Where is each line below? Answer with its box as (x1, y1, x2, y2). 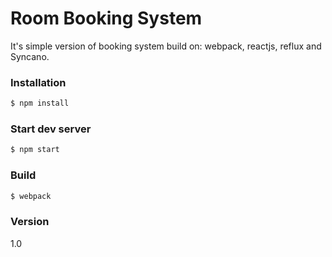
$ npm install (10, 98, 70, 109)
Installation (10, 75, 67, 89)
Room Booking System (10, 7, 203, 30)
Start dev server (10, 122, 92, 136)
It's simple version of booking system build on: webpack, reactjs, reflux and (10, 40, 322, 52)
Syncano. (10, 50, 50, 62)
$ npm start (10, 145, 60, 155)
